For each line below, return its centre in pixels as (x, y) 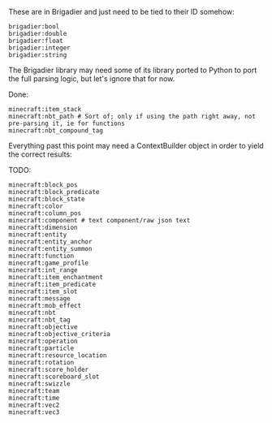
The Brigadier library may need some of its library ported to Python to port (133, 70)
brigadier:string (38, 55)
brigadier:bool (34, 27)
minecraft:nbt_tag (39, 320)
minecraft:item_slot (43, 291)
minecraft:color (36, 206)
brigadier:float (36, 41)
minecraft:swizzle (39, 384)
